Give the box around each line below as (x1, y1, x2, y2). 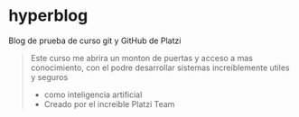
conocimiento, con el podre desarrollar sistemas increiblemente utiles (30, 62, 290, 73)
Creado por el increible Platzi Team (43, 98, 175, 109)
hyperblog (8, 5, 89, 26)
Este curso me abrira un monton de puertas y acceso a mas (30, 52, 254, 63)
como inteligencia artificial (43, 89, 143, 100)
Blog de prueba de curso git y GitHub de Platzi (8, 35, 182, 46)
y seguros (30, 71, 69, 82)
